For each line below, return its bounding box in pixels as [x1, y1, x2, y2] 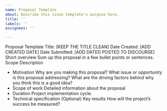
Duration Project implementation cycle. [12, 91, 92, 97]
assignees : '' [5, 26, 35, 31]
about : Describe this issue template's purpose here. [5, 12, 120, 17]
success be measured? [12, 101, 61, 107]
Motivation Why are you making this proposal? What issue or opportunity [12, 69, 163, 75]
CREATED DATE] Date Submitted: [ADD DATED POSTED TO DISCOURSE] [5, 49, 155, 55]
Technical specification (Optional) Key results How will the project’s [12, 96, 151, 102]
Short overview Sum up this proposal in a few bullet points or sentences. [5, 54, 155, 60]
